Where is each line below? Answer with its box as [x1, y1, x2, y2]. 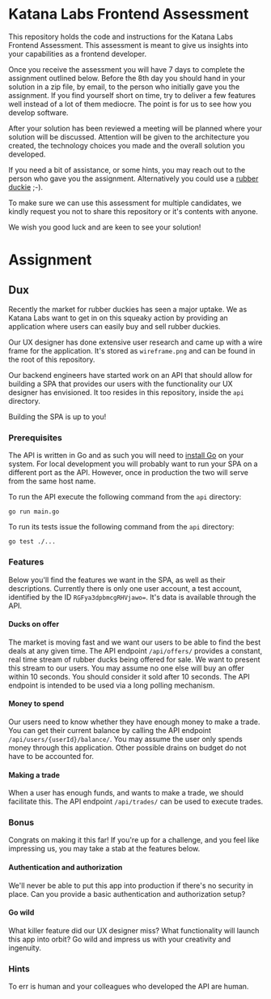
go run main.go [8, 508, 60, 516]
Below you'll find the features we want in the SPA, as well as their [8, 575, 226, 585]
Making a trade [8, 770, 61, 779]
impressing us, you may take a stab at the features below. [8, 844, 201, 854]
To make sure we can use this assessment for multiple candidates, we [8, 198, 242, 208]
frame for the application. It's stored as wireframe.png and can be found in [8, 345, 256, 355]
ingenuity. [8, 942, 42, 953]
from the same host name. [8, 476, 96, 487]
